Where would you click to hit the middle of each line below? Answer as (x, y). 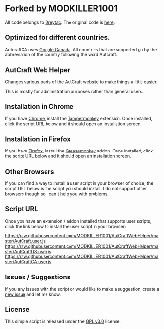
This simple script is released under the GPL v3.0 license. (63, 321)
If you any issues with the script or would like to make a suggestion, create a (82, 289)
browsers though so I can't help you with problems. (57, 194)
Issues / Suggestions (38, 277)
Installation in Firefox (38, 139)
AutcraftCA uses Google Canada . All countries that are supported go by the (81, 49)
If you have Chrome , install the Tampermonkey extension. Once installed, (79, 119)
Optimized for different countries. (58, 38)
